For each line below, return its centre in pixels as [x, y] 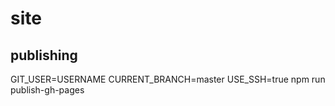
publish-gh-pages [47, 90]
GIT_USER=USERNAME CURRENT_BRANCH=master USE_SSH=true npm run [168, 79]
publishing [44, 55]
